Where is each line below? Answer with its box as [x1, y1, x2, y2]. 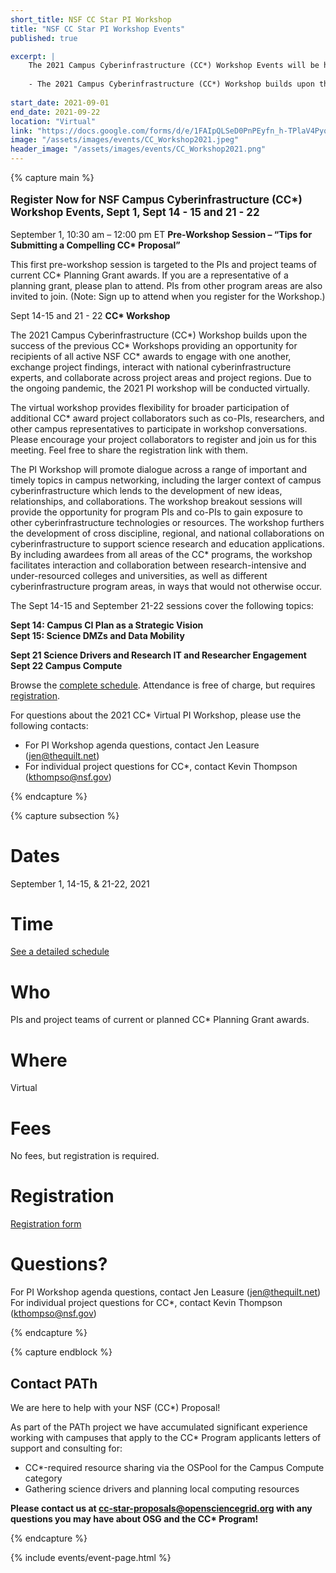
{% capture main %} [10, 172, 95, 183]
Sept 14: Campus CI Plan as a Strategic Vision [10, 619, 204, 631]
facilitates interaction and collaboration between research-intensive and [10, 559, 307, 571]
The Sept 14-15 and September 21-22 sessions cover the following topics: [10, 599, 314, 611]
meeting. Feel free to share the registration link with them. [10, 444, 249, 456]
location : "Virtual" [10, 116, 97, 126]
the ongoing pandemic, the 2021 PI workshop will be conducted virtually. [10, 382, 310, 394]
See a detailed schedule [10, 946, 110, 958]
